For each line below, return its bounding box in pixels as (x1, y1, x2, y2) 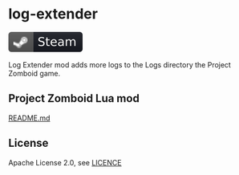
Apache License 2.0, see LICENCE (8, 157, 122, 167)
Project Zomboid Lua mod (8, 92, 140, 105)
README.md (8, 113, 51, 123)
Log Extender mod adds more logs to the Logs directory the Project (8, 59, 231, 69)
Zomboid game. (8, 68, 61, 78)
